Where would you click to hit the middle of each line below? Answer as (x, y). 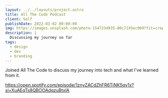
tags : (11, 42)
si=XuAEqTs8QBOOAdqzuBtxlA (37, 91)
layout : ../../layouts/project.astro (44, 10)
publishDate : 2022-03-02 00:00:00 (41, 24)
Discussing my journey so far (41, 38)
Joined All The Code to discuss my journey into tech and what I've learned (82, 70)
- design (19, 47)
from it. (12, 76)
